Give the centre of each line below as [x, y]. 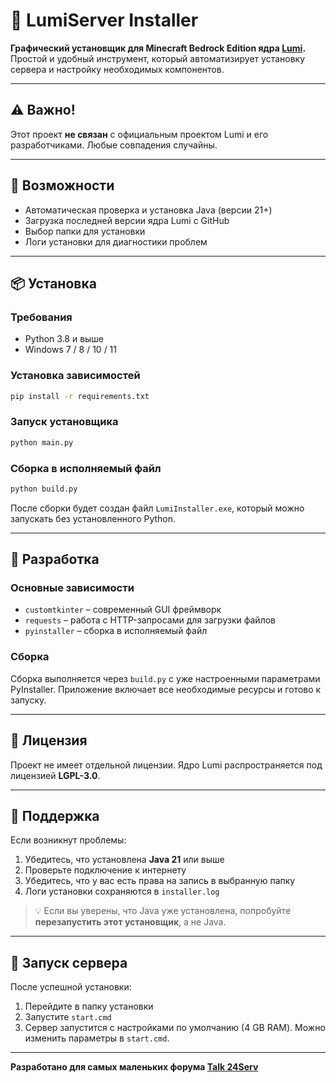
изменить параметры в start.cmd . [97, 1038]
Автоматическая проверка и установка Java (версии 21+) [148, 210]
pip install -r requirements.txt [80, 396]
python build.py [44, 489]
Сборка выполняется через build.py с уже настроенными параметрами [165, 678]
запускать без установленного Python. [93, 518]
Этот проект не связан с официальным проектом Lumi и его [139, 134]
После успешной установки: [71, 987]
